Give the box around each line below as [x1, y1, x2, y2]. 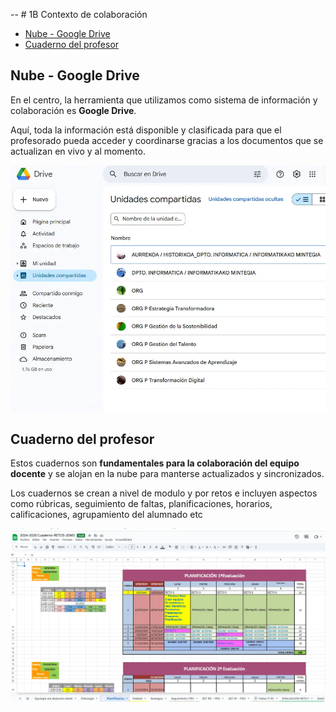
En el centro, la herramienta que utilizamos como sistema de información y [10, 94, 318, 106]
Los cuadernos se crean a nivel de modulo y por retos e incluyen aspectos [10, 487, 318, 499]
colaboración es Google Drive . [10, 104, 137, 116]
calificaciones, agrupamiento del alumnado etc [10, 509, 203, 521]
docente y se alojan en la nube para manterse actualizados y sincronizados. [10, 468, 325, 480]
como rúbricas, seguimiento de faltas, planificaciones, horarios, [10, 498, 273, 510]
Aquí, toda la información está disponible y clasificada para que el [10, 124, 282, 136]
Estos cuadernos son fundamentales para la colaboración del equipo [10, 457, 300, 469]
